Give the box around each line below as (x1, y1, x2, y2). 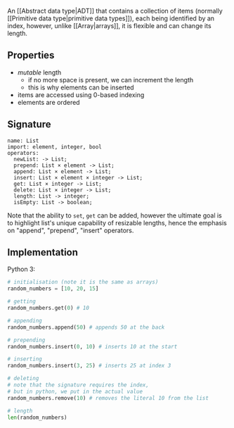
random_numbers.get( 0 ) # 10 (7, 305, 90, 312)
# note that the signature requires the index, (7, 382, 150, 389)
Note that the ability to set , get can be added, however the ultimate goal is (7, 211, 223, 220)
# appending (7, 317, 42, 324)
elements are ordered (17, 98, 80, 106)
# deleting (7, 375, 39, 382)
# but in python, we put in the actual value (7, 388, 143, 395)
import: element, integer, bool (7, 143, 102, 151)
